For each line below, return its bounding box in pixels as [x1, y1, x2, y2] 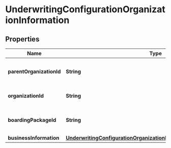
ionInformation [5, 14, 70, 26]
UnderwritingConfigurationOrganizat [5, 4, 165, 15]
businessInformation [8, 134, 60, 141]
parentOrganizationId [8, 68, 61, 75]
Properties [5, 35, 40, 43]
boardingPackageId [8, 116, 56, 124]
